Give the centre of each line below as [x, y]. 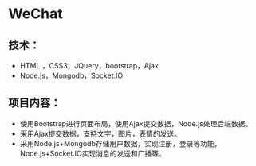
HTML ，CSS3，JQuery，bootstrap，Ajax [89, 66]
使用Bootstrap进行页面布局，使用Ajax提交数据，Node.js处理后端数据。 [136, 123]
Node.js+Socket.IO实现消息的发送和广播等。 [93, 153]
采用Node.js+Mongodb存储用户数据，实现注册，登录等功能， [120, 143]
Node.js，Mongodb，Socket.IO [71, 75]
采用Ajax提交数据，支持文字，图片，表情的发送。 [100, 133]
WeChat [35, 14]
